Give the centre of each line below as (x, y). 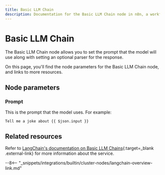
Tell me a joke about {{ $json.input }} (47, 121)
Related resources (34, 136)
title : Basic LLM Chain (29, 10)
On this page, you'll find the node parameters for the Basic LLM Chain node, (82, 67)
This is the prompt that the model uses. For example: (58, 112)
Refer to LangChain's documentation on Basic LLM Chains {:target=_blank (80, 148)
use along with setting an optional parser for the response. (64, 58)
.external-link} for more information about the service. (60, 153)
